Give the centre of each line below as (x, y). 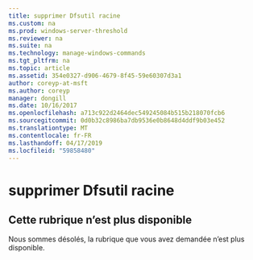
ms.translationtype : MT (48, 128)
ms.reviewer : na (35, 38)
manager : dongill (37, 98)
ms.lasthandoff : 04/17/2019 (56, 143)
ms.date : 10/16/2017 (43, 105)
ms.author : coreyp (39, 91)
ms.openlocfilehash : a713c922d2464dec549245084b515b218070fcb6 (117, 113)
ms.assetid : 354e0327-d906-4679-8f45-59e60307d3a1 (95, 76)
